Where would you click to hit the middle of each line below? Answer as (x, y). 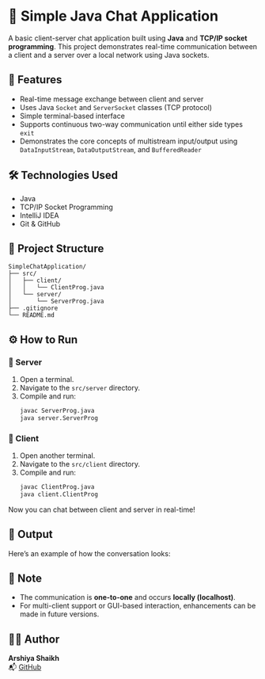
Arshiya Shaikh (34, 658)
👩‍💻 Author (34, 639)
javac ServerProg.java (57, 411)
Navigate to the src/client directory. (80, 464)
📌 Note (25, 579)
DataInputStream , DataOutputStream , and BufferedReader (110, 149)
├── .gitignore (33, 308)
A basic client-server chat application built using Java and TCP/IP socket (128, 38)
